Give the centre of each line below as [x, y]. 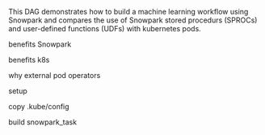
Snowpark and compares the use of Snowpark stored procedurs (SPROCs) [133, 20]
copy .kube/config [39, 106]
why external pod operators [55, 75]
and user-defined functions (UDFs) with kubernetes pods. [105, 29]
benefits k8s [29, 60]
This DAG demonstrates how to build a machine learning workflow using [128, 12]
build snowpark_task [43, 122]
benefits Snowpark [40, 44]
